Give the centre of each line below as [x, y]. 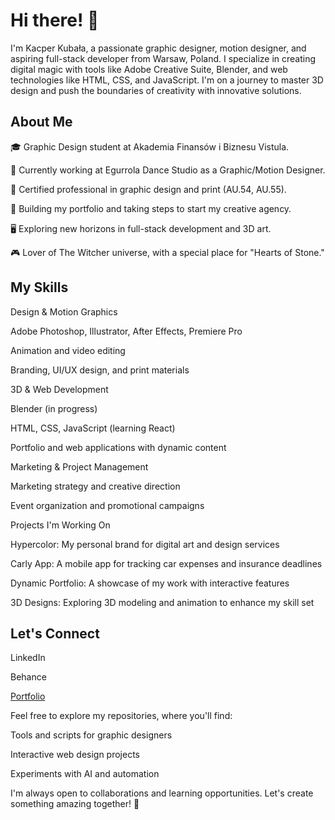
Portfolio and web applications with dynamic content [118, 447]
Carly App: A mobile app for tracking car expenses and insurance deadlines [166, 563]
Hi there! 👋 [55, 20]
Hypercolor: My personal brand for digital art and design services [145, 544]
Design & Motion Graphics [64, 311]
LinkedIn [28, 658]
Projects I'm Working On [60, 525]
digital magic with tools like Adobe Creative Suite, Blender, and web [149, 69]
